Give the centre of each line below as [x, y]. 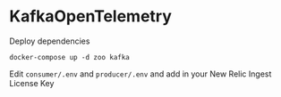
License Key [32, 83]
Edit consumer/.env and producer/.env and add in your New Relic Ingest [140, 74]
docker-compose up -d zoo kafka [69, 57]
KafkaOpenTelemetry [91, 16]
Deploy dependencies [50, 41]
